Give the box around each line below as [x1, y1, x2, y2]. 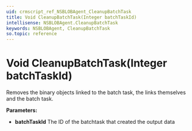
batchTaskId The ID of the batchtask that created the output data [14, 118, 175, 126]
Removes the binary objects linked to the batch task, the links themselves [6, 89, 186, 96]
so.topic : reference [6, 31, 58, 37]
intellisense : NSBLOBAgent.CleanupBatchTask [6, 20, 118, 26]
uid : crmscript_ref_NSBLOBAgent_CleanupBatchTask [6, 8, 132, 15]
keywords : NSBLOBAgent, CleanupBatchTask [6, 25, 111, 32]
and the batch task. [6, 95, 53, 102]
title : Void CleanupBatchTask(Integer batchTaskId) [6, 14, 137, 20]
